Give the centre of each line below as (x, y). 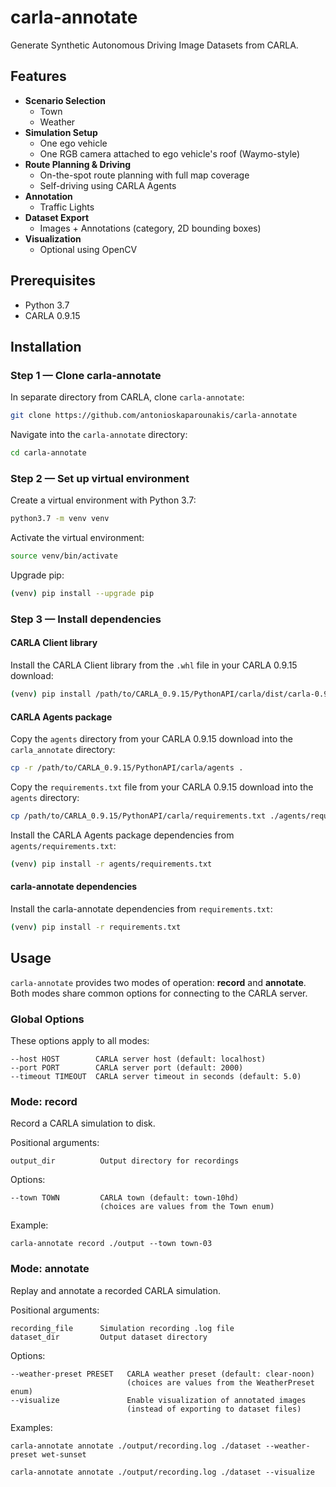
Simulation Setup (61, 132)
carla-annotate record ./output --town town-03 (111, 1244)
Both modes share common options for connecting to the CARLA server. (159, 993)
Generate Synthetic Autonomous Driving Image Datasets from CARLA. (154, 45)
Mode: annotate (50, 1269)
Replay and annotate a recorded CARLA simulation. (115, 1290)
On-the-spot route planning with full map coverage (144, 175)
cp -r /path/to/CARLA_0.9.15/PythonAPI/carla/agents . (127, 768)
